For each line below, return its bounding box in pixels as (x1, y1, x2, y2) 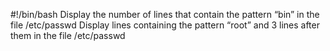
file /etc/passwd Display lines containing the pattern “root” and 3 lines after (10, 19, 320, 31)
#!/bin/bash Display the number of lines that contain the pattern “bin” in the (10, 9, 320, 20)
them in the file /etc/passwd (10, 30, 126, 41)
